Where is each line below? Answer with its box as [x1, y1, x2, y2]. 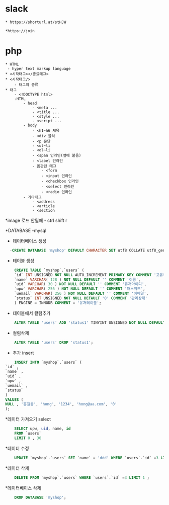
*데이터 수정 [5, 445, 29, 451]
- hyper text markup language [7, 66, 71, 71]
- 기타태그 [23, 195, 42, 200]
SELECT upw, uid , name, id [14, 426, 71, 432]
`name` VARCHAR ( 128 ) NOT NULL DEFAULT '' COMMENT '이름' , [14, 277, 141, 282]
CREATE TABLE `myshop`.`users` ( [14, 268, 84, 273]
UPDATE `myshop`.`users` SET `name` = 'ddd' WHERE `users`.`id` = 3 [14, 455, 158, 460]
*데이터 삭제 [5, 465, 29, 471]
